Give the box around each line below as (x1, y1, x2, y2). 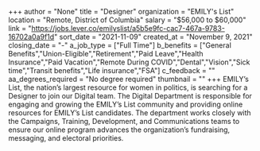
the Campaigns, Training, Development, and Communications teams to (8, 117, 240, 126)
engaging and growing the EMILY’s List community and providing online (8, 99, 243, 109)
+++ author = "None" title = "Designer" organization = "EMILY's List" (8, 7, 235, 16)
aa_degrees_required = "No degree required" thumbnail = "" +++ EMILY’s (8, 75, 249, 83)
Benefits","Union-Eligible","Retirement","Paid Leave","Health (8, 49, 204, 58)
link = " (8, 24, 32, 33)
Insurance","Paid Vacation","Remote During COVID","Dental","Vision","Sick (8, 57, 250, 67)
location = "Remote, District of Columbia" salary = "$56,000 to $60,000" (8, 15, 246, 25)
